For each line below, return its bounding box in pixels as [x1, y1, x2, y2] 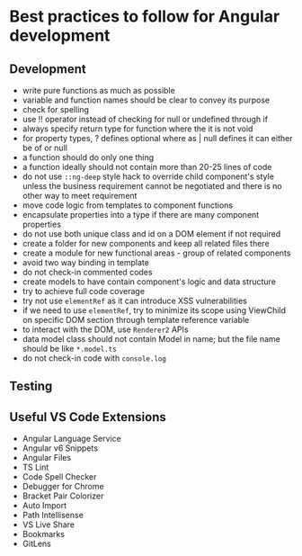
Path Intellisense [22, 510, 84, 521]
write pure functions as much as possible [22, 85, 175, 95]
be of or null [22, 142, 67, 153]
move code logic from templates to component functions [22, 200, 234, 211]
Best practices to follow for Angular [9, 6, 280, 27]
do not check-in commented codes [22, 267, 153, 277]
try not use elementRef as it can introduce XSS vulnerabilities [22, 295, 247, 306]
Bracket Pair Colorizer [22, 490, 104, 501]
